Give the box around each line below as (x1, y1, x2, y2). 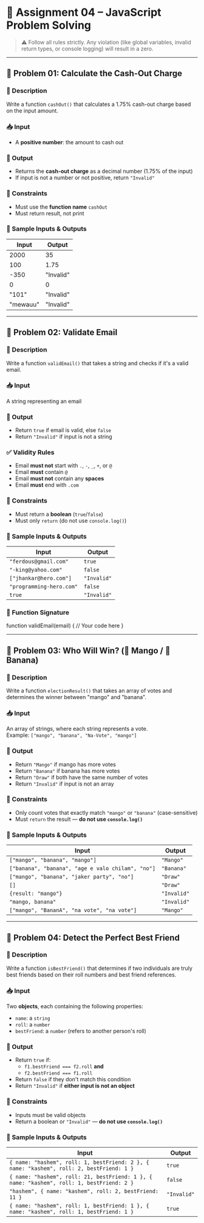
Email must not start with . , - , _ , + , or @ (15, 462, 112, 469)
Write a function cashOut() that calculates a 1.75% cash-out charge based (6, 100, 191, 108)
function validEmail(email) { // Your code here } (6, 622, 124, 629)
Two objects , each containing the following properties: (6, 1003, 144, 1010)
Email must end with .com (15, 481, 79, 489)
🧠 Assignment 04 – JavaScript (6, 5, 162, 19)
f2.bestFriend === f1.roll (24, 1070, 93, 1076)
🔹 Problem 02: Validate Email (6, 327, 118, 338)
